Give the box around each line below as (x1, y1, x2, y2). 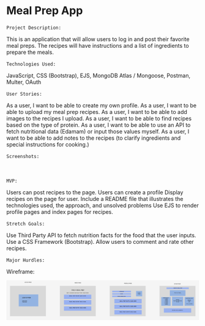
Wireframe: (6, 268, 35, 275)
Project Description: (6, 25, 62, 31)
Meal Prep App (6, 4, 83, 18)
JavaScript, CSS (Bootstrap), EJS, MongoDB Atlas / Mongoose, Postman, (6, 72, 191, 79)
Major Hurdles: (6, 257, 45, 263)
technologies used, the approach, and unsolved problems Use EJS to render (6, 202, 199, 209)
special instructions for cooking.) (6, 140, 90, 148)
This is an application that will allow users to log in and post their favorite (6, 35, 190, 43)
